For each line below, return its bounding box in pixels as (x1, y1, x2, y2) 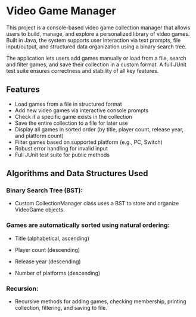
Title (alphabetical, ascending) (14, 235, 90, 242)
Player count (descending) (14, 246, 80, 253)
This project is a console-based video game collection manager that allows (6, 24, 191, 31)
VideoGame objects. (14, 206, 66, 213)
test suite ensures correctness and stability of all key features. (6, 67, 159, 74)
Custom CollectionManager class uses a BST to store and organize (14, 200, 179, 207)
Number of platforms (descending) (14, 269, 101, 276)
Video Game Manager (6, 4, 116, 18)
